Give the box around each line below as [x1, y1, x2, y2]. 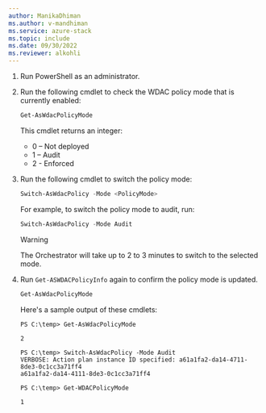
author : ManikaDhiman [8, 11, 81, 20]
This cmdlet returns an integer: [19, 126, 123, 136]
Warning [19, 235, 48, 244]
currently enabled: [19, 96, 81, 105]
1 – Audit [31, 150, 60, 160]
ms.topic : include [8, 34, 70, 43]
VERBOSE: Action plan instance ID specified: [19, 356, 176, 364]
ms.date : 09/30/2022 [8, 42, 78, 50]
